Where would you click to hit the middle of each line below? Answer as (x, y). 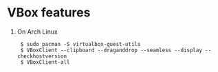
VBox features (49, 13)
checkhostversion (42, 56)
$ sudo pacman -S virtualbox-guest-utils (80, 44)
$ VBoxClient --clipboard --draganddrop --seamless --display (111, 50)
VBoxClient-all (48, 62)
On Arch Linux (37, 32)
